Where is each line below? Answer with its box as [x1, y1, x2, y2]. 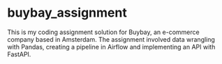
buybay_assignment [7, 5, 127, 21]
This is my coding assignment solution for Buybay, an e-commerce [7, 28, 200, 36]
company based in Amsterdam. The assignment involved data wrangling [7, 35, 215, 43]
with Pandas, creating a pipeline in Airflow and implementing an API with [7, 42, 216, 51]
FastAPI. [7, 50, 31, 58]
